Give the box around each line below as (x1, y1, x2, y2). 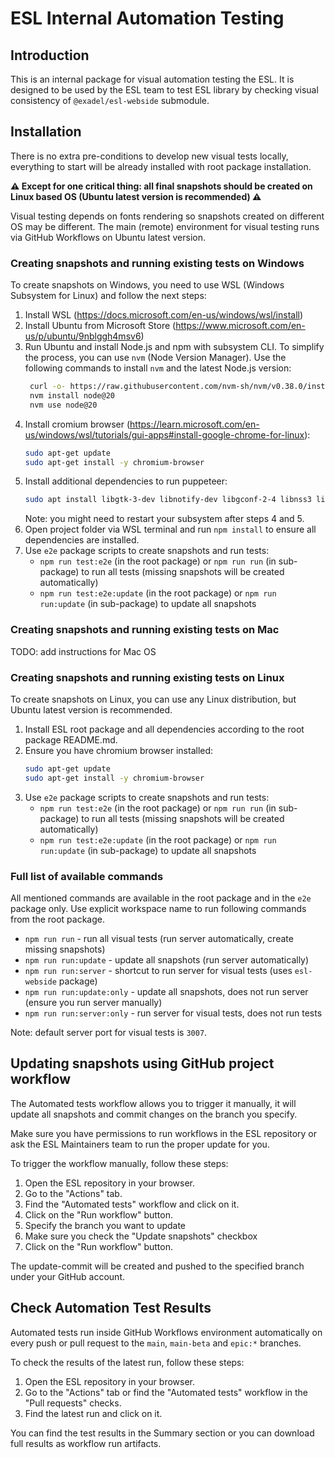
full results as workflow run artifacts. (10, 1437, 162, 1449)
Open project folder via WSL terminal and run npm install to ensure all (24, 523, 317, 536)
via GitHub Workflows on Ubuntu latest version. (10, 231, 207, 243)
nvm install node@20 (29, 390, 115, 401)
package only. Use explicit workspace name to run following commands (10, 903, 307, 914)
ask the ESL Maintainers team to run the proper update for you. (10, 1138, 270, 1150)
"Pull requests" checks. (24, 1397, 122, 1409)
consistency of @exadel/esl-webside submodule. (10, 95, 210, 106)
